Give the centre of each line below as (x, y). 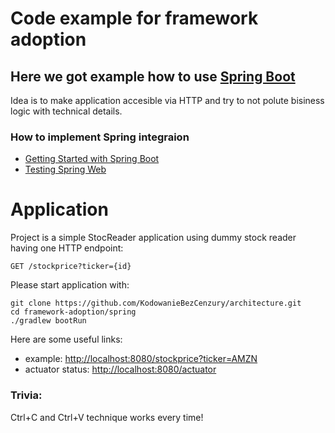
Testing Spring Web (65, 169)
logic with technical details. (66, 111)
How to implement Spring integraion (100, 137)
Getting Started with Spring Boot (92, 159)
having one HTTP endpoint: (67, 248)
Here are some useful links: (66, 339)
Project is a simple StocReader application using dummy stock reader (153, 238)
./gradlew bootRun (48, 321)
